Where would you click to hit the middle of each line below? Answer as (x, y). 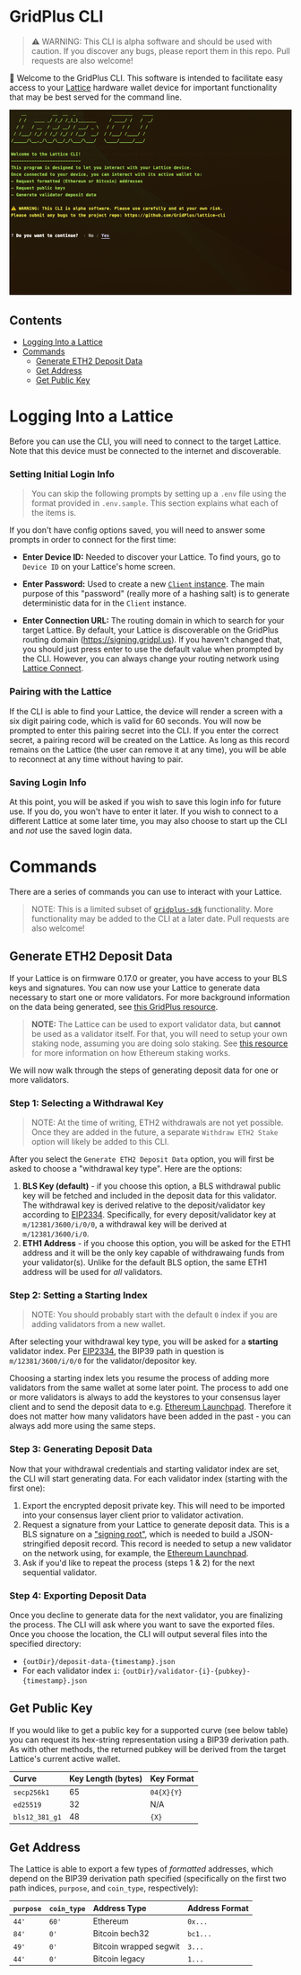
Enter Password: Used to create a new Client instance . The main (143, 584)
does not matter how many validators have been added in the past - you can (150, 1416)
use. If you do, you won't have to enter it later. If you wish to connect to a (144, 811)
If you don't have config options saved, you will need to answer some (138, 530)
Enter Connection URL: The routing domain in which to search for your (153, 621)
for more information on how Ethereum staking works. (131, 1052)
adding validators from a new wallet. (98, 1324)
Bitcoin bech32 (121, 1934)
